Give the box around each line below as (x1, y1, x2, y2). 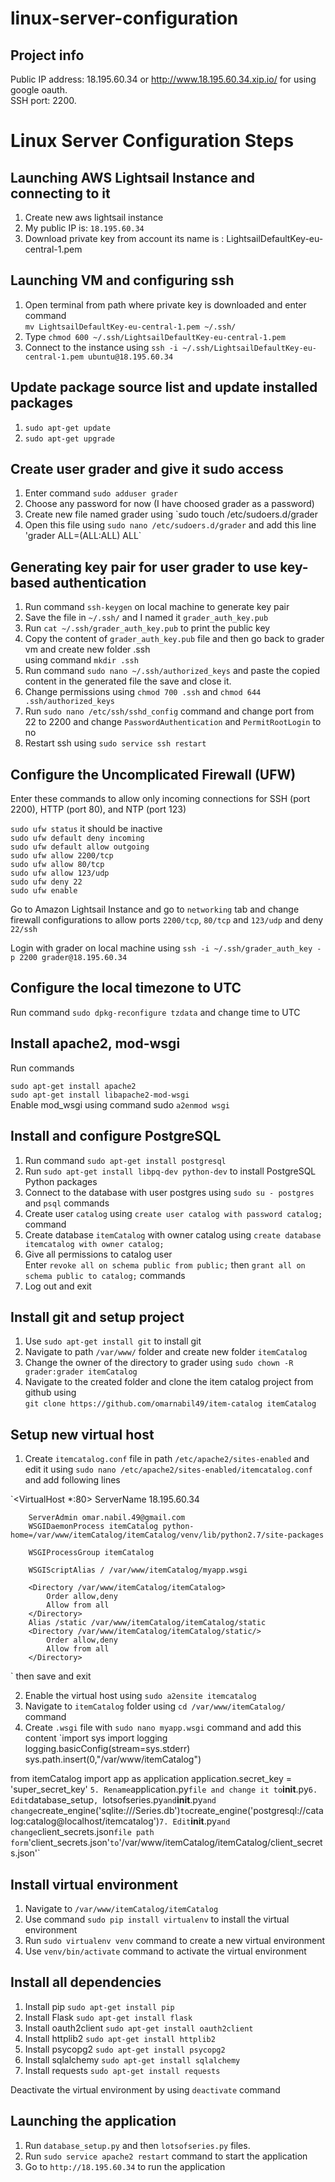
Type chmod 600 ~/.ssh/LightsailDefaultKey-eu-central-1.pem (24, 330, 286, 342)
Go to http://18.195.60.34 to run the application (24, 2160, 226, 2172)
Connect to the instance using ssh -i (24, 341, 179, 353)
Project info (10, 47, 85, 64)
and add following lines (24, 1474, 121, 1486)
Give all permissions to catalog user (24, 1248, 173, 1260)
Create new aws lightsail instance (24, 212, 164, 223)
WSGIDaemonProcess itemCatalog (28, 1522, 159, 1532)
